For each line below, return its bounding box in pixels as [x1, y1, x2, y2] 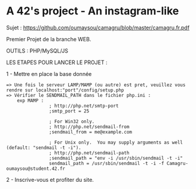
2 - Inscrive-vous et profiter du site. [6, 176, 94, 183]
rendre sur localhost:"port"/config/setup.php [6, 87, 124, 93]
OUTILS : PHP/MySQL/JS [6, 47, 69, 54]
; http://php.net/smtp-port [48, 103, 119, 109]
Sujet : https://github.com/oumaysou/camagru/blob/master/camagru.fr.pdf [6, 24, 190, 31]
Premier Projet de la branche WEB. [6, 35, 91, 42]
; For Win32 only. [48, 118, 95, 124]
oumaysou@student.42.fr [6, 166, 66, 172]
